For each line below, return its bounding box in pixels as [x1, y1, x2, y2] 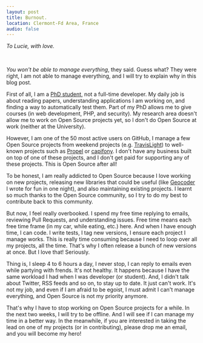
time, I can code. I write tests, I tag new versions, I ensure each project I [6, 229, 186, 237]
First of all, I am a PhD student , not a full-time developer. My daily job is [6, 90, 185, 98]
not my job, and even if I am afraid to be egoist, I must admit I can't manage [6, 286, 195, 293]
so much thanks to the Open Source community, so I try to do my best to [6, 192, 188, 199]
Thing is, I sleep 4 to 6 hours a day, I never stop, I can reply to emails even [6, 260, 192, 268]
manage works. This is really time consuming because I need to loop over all [6, 236, 198, 243]
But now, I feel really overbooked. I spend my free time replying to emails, [6, 210, 190, 217]
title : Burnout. [6, 15, 47, 21]
